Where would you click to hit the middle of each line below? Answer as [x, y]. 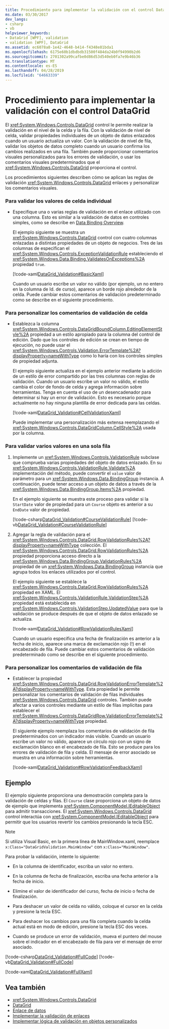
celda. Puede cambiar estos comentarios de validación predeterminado [87, 295]
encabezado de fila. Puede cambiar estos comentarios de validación [83, 649]
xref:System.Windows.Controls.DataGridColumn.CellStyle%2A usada [84, 428]
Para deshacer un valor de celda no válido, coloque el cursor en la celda [87, 906]
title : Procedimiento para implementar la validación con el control [80, 10]
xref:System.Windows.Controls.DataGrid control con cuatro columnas [84, 238]
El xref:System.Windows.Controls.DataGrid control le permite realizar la [79, 125]
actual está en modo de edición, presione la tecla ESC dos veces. [80, 926]
